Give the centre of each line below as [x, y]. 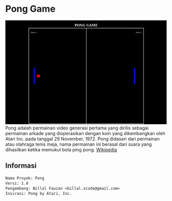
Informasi [21, 166]
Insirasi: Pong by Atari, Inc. [39, 193]
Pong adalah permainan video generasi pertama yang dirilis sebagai [77, 128]
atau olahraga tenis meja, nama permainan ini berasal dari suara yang [79, 144]
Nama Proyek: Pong [25, 178]
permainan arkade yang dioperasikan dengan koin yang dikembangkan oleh [85, 133]
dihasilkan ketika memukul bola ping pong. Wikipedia [61, 150]
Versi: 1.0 [17, 183]
